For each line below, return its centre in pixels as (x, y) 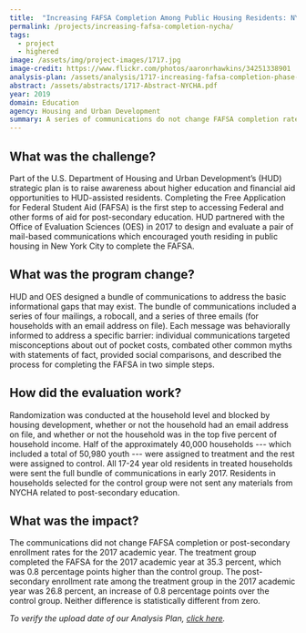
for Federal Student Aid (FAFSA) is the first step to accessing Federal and (147, 207)
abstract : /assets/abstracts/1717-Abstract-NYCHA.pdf (114, 86)
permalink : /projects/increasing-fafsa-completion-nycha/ (122, 26)
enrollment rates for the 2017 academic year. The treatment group (133, 553)
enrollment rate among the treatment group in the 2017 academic (173, 582)
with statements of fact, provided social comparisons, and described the (146, 354)
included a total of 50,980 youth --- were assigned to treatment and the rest (152, 454)
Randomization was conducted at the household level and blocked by (140, 414)
